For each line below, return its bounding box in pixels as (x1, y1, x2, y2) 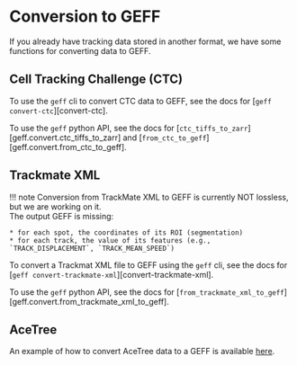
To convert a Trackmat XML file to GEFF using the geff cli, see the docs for (9, 259, 288, 271)
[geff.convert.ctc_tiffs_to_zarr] (9, 132, 121, 143)
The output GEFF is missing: (9, 210, 114, 221)
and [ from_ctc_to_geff (122, 132, 207, 143)
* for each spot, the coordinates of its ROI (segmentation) (9, 227, 244, 237)
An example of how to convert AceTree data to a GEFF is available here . (9, 346, 275, 357)
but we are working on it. (9, 200, 102, 212)
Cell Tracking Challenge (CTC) (9, 72, 183, 87)
